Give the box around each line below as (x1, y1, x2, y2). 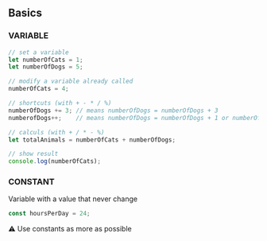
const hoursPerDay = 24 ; (8, 210, 91, 218)
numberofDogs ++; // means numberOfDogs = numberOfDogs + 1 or (8, 114, 229, 122)
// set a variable (8, 48, 69, 56)
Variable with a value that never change (8, 194, 137, 204)
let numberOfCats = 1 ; (8, 56, 83, 64)
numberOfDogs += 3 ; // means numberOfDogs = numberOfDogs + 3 (8, 107, 219, 115)
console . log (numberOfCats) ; (8, 157, 102, 165)
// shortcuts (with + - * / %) (8, 99, 112, 107)
